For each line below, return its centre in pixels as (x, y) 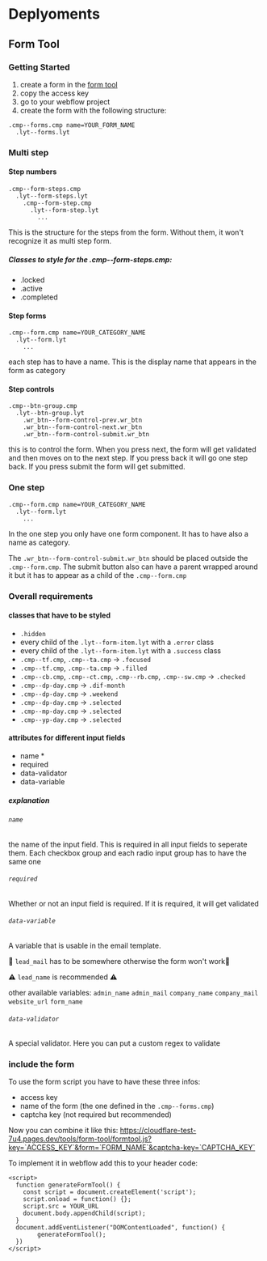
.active (31, 288)
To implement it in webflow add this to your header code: (103, 1163)
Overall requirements (51, 596)
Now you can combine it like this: (63, 1131)
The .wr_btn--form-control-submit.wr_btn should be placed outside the (128, 558)
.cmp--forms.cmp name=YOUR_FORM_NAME (72, 125)
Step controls (31, 388)
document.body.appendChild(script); (85, 1214)
